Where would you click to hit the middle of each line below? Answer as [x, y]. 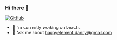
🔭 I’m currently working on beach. [46, 27]
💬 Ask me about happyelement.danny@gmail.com [62, 33]
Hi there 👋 [17, 8]
